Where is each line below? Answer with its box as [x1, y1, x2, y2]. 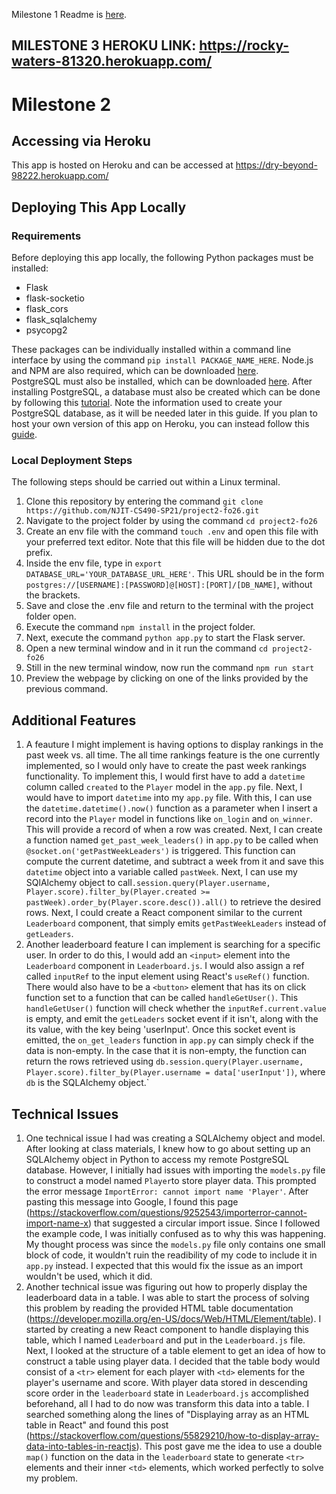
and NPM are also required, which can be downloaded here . [11, 365, 259, 377]
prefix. [25, 547, 53, 559]
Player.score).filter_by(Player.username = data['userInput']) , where [25, 1066, 326, 1078]
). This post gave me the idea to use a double [135, 1440, 323, 1452]
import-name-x [25, 1217, 89, 1229]
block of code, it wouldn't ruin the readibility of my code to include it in [25, 1249, 318, 1261]
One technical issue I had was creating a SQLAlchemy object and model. [25, 1132, 326, 1144]
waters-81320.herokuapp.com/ [11, 53, 213, 70]
